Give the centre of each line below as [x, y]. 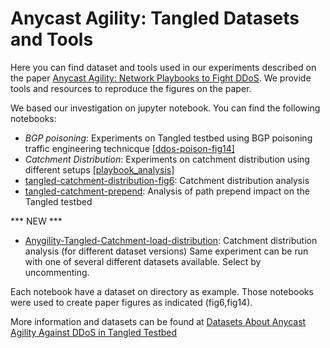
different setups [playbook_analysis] [99, 169]
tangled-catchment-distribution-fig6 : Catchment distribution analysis [167, 180]
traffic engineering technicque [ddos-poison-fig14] [129, 148]
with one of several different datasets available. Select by [143, 261]
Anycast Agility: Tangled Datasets [155, 18]
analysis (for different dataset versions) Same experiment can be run [166, 251]
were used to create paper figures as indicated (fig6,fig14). [131, 302]
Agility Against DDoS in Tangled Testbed [94, 332]
